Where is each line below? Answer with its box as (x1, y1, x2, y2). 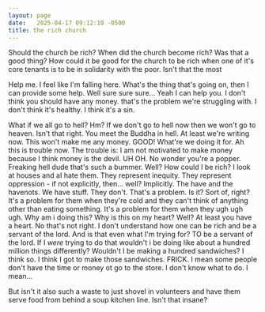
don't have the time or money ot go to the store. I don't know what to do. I (8, 263, 248, 273)
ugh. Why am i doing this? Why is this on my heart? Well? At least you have (8, 212, 252, 222)
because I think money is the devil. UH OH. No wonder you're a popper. (8, 154, 241, 164)
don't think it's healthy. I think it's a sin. (8, 105, 135, 115)
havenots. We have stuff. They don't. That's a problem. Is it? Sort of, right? (8, 187, 251, 197)
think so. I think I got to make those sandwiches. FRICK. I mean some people (8, 254, 258, 265)
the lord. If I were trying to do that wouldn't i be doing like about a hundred (8, 238, 251, 247)
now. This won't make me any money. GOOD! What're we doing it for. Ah (8, 137, 244, 147)
